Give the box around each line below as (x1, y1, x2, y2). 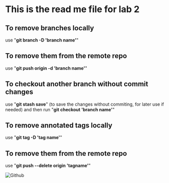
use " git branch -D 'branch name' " (5, 37, 79, 43)
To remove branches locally (5, 24, 94, 32)
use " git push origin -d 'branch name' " (5, 65, 87, 71)
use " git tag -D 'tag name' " (5, 134, 63, 141)
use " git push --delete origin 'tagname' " (5, 163, 91, 169)
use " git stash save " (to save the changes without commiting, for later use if (5, 101, 164, 107)
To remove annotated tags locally (5, 121, 112, 130)
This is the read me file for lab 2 (5, 4, 140, 15)
